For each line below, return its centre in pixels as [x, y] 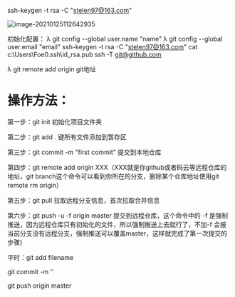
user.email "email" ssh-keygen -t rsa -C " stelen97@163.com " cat [103, 47]
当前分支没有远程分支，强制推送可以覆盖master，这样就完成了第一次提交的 [117, 233]
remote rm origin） [35, 185]
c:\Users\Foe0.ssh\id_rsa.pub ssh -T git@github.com [84, 54]
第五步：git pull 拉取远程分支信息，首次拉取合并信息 [84, 200]
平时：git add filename [41, 257]
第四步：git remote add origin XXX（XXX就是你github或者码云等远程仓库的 [117, 167]
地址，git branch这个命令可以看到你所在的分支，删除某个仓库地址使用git [113, 176]
